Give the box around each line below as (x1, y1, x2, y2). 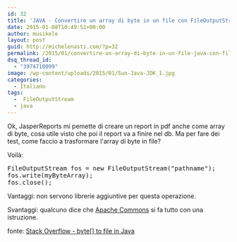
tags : (7, 89, 23, 96)
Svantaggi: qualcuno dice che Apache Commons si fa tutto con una (7, 205, 203, 214)
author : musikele (7, 30, 59, 38)
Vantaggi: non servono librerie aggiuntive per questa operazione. (7, 192, 196, 200)
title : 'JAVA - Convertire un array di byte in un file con (7, 17, 188, 24)
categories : (7, 76, 42, 83)
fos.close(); (7, 178, 53, 186)
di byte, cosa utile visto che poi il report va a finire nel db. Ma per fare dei (7, 129, 220, 138)
